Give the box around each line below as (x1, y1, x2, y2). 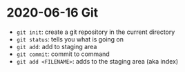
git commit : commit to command (16, 50, 110, 58)
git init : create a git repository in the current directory (16, 28, 175, 36)
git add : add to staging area (16, 42, 97, 51)
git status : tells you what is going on (16, 35, 124, 43)
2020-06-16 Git (6, 5, 99, 21)
